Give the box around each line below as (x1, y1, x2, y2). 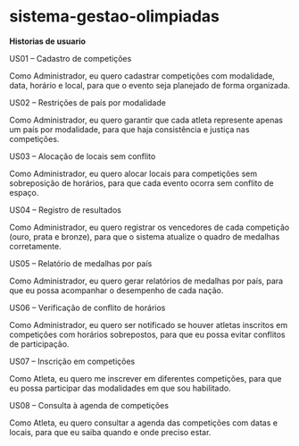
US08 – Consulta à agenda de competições (9, 400, 170, 410)
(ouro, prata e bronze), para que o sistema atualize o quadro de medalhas (9, 231, 280, 242)
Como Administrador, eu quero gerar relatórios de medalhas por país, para (9, 275, 284, 286)
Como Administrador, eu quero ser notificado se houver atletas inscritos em (9, 319, 288, 330)
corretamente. (9, 240, 62, 251)
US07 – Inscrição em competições (9, 356, 136, 366)
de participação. (9, 338, 70, 349)
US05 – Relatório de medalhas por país (9, 257, 153, 269)
